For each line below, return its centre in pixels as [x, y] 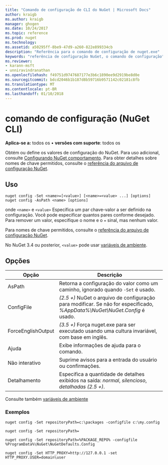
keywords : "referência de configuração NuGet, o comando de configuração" [85, 56]
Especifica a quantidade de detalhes [102, 374]
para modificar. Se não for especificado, [106, 304]
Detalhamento [24, 380]
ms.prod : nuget [21, 38]
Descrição [110, 275]
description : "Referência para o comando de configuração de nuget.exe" [82, 52]
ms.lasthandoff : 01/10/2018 [34, 94]
